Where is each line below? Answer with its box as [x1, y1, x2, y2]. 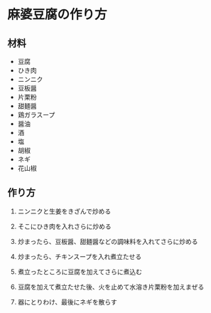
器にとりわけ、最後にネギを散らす [17, 297, 117, 306]
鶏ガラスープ [17, 111, 55, 119]
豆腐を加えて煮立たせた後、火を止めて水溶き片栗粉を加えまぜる [17, 282, 205, 291]
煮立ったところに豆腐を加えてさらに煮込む [17, 267, 143, 276]
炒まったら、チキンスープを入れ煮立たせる [17, 252, 142, 260]
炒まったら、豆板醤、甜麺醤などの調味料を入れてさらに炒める [17, 237, 198, 245]
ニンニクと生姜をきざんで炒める [17, 207, 112, 216]
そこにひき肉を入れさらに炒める [17, 222, 112, 230]
